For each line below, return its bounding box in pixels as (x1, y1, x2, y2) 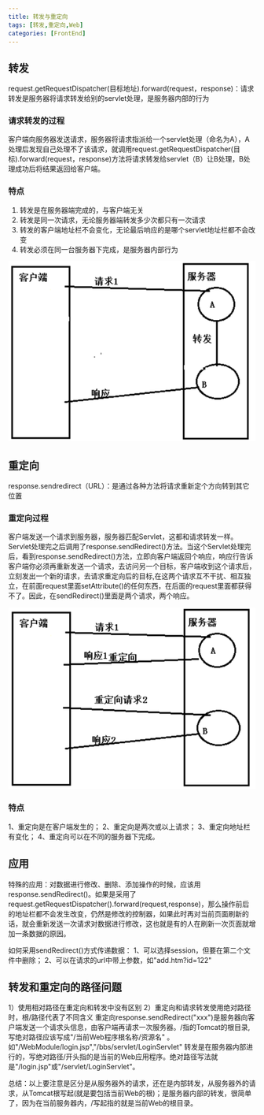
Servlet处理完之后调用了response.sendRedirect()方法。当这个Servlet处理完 (8, 542, 251, 552)
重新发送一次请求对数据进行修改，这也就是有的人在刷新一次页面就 (35, 919, 249, 928)
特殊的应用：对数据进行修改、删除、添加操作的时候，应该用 (8, 879, 201, 889)
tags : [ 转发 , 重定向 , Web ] (8, 20, 84, 29)
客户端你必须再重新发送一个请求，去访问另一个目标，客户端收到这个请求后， (8, 562, 256, 571)
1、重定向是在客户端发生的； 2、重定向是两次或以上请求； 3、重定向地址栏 (8, 822, 251, 831)
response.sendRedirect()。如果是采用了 (8, 889, 137, 898)
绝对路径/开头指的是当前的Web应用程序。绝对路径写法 (35, 1052, 211, 1061)
